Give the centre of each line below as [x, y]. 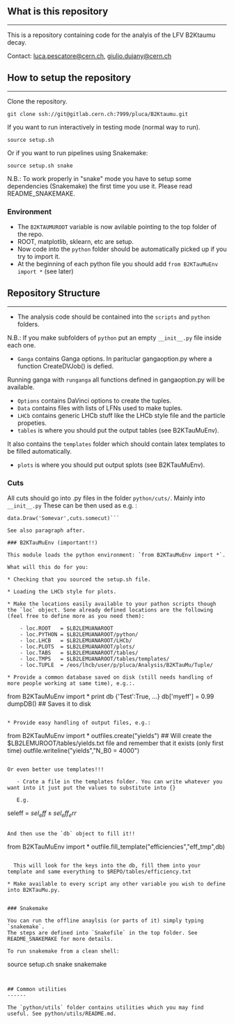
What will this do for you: [48, 568]
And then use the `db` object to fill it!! [71, 834]
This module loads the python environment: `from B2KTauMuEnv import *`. [117, 555]
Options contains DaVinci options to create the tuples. [94, 401]
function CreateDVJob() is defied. [65, 366]
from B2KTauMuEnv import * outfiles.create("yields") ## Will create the [110, 736]
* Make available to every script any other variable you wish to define [117, 884]
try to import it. [39, 256]
